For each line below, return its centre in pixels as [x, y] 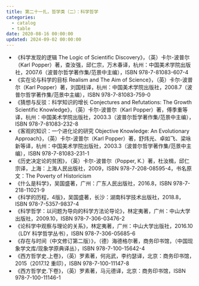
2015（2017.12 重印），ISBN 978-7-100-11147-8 [72, 263]
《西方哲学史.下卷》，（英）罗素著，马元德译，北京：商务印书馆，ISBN [100, 271]
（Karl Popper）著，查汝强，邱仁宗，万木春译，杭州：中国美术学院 [97, 65]
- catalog [24, 23]
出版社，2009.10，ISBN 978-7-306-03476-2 [70, 218]
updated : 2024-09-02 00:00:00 [44, 39]
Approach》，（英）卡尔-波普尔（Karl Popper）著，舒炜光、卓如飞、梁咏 [103, 139]
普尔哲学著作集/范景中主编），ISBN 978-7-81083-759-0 [83, 95]
